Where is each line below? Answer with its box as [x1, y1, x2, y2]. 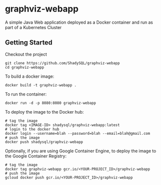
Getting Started [5, 39, 53, 47]
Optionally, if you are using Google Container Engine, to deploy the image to [5, 148, 156, 154]
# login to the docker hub [5, 127, 59, 131]
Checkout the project [5, 51, 47, 57]
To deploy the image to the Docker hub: [5, 109, 84, 114]
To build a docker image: [5, 73, 55, 79]
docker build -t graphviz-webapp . [5, 83, 77, 87]
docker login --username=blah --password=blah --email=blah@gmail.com [5, 131, 150, 136]
